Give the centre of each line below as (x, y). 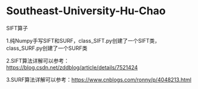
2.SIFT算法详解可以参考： (38, 61)
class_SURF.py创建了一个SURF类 (47, 48)
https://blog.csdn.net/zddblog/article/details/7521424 (72, 67)
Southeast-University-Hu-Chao (86, 11)
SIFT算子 (17, 28)
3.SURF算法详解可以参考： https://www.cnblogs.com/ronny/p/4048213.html (99, 80)
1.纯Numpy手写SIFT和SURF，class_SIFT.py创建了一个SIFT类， (83, 40)
